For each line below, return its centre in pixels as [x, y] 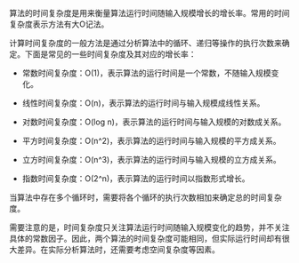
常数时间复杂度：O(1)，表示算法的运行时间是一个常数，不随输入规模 [146, 73]
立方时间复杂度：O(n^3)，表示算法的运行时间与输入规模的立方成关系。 [152, 159]
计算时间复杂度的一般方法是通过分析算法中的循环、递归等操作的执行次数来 [145, 43]
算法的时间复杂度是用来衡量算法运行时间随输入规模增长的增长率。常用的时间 [149, 13]
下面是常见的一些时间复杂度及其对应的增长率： [110, 54]
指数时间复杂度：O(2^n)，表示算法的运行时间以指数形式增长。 [136, 179]
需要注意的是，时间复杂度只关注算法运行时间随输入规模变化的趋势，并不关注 [149, 227]
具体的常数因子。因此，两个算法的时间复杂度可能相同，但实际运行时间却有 [145, 239]
